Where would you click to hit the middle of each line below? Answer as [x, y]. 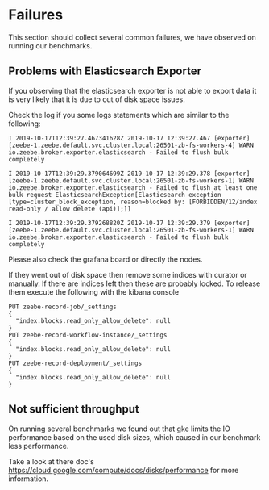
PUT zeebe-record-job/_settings [62, 307]
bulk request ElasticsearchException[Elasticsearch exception [115, 195]
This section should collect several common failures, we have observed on [132, 37]
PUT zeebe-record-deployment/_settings [75, 363]
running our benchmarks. [50, 45]
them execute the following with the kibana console [94, 291]
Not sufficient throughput [74, 409]
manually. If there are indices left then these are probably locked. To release [134, 283]
